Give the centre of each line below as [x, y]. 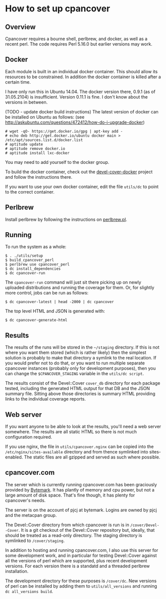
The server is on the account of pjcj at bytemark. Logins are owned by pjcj [81, 510]
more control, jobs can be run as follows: [47, 293]
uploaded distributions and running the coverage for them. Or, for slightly [80, 288]
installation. [17, 571]
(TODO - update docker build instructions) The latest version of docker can [82, 111]
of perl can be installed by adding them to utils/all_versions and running [81, 586]
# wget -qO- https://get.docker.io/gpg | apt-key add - [64, 131]
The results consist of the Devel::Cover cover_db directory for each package [83, 383]
